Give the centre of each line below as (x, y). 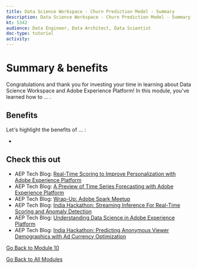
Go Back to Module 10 (33, 247)
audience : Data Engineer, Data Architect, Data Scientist (79, 28)
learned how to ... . (29, 97)
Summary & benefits (57, 68)
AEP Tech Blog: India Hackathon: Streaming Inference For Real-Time (97, 205)
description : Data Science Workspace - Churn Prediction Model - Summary (98, 17)
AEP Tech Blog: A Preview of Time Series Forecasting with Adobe (94, 186)
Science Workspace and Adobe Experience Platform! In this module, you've (98, 90)
